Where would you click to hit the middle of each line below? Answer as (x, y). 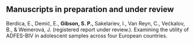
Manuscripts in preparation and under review (90, 10)
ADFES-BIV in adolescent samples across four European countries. (87, 35)
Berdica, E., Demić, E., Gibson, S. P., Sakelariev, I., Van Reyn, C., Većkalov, (96, 23)
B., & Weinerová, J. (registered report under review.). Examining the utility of (98, 29)
